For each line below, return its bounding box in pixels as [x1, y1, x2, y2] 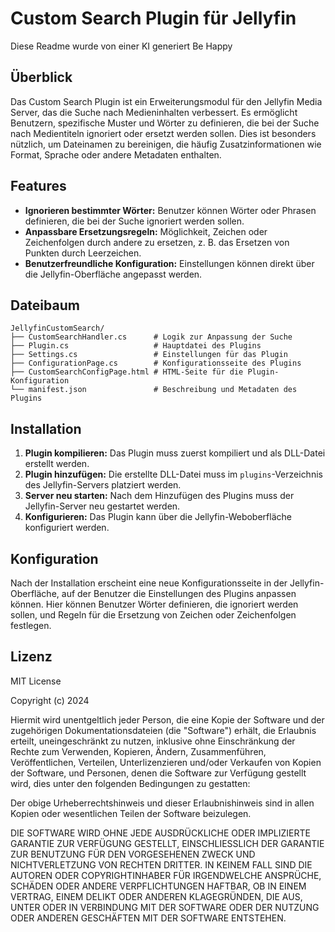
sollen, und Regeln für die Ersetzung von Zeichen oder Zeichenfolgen [10, 609, 297, 621]
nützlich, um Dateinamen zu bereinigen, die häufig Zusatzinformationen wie [10, 138, 322, 150]
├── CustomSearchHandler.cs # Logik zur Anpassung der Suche [10, 332, 293, 342]
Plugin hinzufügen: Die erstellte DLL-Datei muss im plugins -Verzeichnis [24, 468, 323, 481]
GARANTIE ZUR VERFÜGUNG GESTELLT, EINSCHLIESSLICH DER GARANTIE [10, 837, 325, 849]
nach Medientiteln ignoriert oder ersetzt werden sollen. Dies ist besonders [10, 127, 317, 139]
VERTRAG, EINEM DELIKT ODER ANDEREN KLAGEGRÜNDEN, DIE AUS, [10, 890, 303, 902]
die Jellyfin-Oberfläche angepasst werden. [24, 268, 203, 280]
